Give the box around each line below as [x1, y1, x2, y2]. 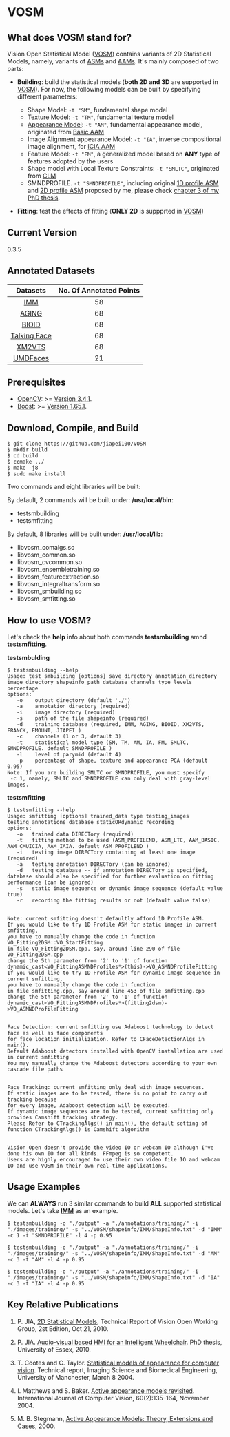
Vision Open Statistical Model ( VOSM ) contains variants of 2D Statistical [7, 50, 211, 58]
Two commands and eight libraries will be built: [7, 483, 141, 491]
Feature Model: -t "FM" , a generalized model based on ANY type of [27, 149, 220, 158]
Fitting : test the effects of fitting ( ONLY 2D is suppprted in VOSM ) [17, 207, 205, 215]
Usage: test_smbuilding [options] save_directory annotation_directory [7, 673, 217, 680]
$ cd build [7, 453, 39, 459]
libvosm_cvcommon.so [17, 558, 83, 566]
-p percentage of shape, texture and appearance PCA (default [16, 757, 208, 765]
